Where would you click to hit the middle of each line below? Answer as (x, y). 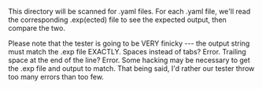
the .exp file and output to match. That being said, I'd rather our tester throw (131, 69)
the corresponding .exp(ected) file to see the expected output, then (117, 20)
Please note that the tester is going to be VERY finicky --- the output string (129, 43)
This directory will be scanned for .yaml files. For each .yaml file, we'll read (129, 11)
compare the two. (37, 28)
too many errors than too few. (56, 77)
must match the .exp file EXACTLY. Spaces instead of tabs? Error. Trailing (127, 52)
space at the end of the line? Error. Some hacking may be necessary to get (129, 60)
